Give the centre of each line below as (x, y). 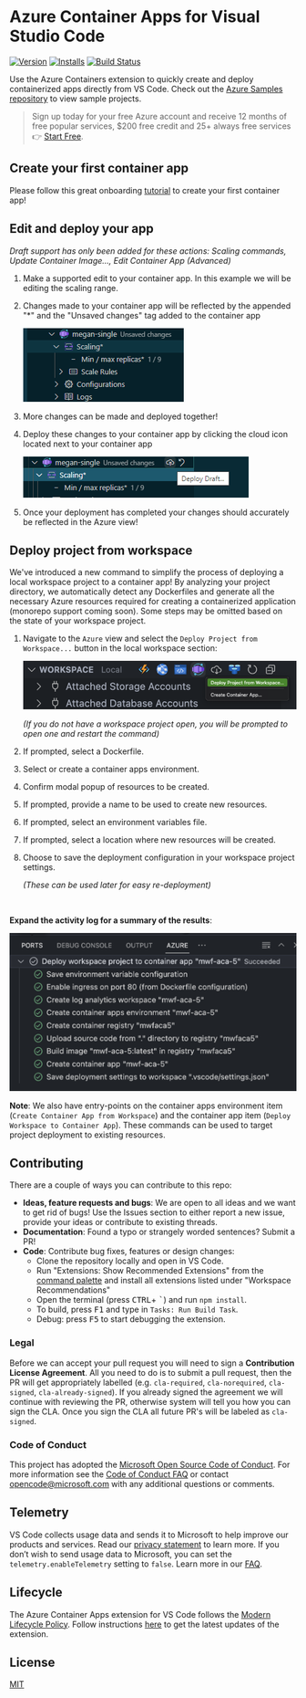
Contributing (46, 1163)
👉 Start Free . (57, 136)
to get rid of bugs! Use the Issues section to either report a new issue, (153, 1212)
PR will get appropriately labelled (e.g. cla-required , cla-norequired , (138, 1382)
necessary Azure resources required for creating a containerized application (153, 602)
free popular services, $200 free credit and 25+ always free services (161, 126)
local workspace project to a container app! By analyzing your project (140, 582)
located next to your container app (87, 444)
